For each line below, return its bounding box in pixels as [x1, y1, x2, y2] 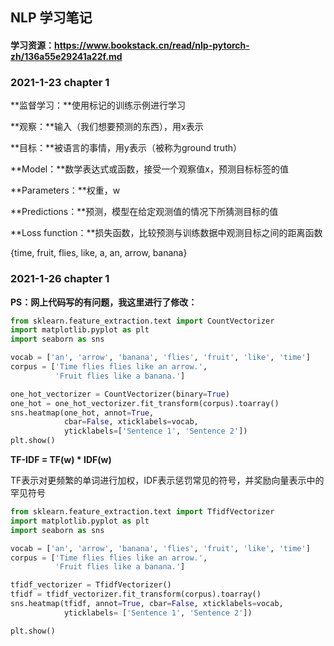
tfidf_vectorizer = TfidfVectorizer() [10, 580, 172, 590]
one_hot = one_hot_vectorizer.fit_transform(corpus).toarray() [10, 398, 280, 408]
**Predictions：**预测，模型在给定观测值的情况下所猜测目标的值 [10, 206, 279, 218]
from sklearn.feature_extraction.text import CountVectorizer [10, 316, 275, 326]
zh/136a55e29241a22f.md [10, 50, 123, 62]
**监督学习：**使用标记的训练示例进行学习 [10, 99, 187, 112]
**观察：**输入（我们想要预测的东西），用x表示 [10, 121, 204, 133]
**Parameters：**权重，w [10, 184, 121, 197]
